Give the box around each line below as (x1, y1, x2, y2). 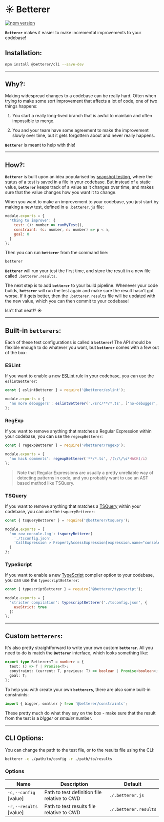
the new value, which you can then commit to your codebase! (5, 298, 129, 304)
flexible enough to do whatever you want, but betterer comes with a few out (5, 345, 159, 350)
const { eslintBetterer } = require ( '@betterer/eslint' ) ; (5, 388, 125, 392)
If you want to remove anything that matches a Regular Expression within (5, 428, 152, 434)
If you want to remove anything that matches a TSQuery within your (5, 503, 141, 509)
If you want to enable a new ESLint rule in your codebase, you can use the (5, 373, 154, 379)
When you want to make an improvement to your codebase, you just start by (5, 199, 159, 205)
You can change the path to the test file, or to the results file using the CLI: (5, 747, 155, 753)
